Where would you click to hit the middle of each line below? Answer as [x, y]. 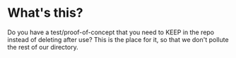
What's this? [45, 13]
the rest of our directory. [43, 47]
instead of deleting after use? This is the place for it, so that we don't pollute [118, 39]
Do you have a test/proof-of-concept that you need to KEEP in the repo [111, 32]
